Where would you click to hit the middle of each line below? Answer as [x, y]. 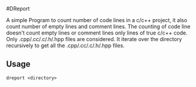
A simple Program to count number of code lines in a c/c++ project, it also [97, 20]
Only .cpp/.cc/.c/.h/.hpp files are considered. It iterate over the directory [94, 39]
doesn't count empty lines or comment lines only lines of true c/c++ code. [97, 33]
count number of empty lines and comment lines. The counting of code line [98, 27]
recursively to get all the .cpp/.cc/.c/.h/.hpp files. [65, 45]
